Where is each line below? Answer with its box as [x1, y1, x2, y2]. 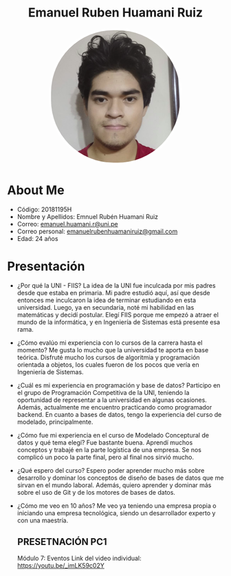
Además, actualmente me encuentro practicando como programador [16, 403, 212, 411]
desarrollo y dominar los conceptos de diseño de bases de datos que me [16, 473, 224, 482]
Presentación [7, 258, 85, 274]
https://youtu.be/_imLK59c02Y [16, 562, 104, 570]
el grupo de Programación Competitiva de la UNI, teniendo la [16, 388, 190, 396]
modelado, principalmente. [16, 418, 93, 426]
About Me [7, 182, 65, 198]
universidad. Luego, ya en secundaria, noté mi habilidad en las [16, 303, 195, 311]
